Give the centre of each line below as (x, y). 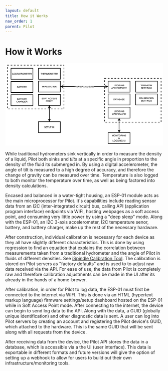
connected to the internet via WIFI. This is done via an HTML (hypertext (79, 295)
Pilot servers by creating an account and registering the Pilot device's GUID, (83, 321)
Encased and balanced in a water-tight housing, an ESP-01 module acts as (82, 196)
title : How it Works (27, 16)
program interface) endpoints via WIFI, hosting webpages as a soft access (82, 212)
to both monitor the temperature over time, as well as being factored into (80, 180)
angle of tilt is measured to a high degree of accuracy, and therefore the (79, 170)
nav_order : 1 (19, 21)
